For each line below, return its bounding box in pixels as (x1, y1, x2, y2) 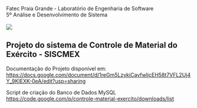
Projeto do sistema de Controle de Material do (6, 41, 178, 50)
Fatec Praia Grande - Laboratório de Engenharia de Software (6, 5, 154, 12)
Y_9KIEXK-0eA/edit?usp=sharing (6, 77, 86, 85)
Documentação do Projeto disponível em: (6, 65, 107, 72)
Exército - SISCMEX (6, 49, 81, 59)
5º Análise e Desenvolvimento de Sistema (6, 11, 108, 18)
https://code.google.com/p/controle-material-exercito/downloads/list (6, 95, 175, 102)
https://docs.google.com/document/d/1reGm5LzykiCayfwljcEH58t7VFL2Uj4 (6, 71, 191, 78)
